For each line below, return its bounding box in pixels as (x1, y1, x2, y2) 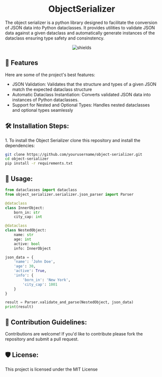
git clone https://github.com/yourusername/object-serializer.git (5, 152, 143, 157)
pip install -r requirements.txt (5, 161, 73, 166)
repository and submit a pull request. (5, 336, 79, 342)
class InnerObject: (5, 205, 45, 210)
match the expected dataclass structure (12, 86, 92, 92)
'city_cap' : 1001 (22, 282, 57, 287)
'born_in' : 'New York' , (22, 277, 71, 282)
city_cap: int (14, 214, 42, 219)
